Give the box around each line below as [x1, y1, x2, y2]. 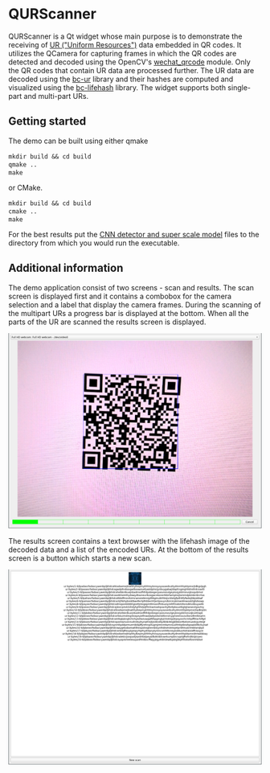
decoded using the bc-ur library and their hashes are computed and [8, 74, 234, 84]
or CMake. [8, 183, 43, 192]
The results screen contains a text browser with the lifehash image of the [8, 536, 251, 545]
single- [227, 82, 252, 93]
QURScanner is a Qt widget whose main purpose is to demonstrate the [8, 31, 243, 41]
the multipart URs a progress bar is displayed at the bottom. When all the [8, 308, 249, 318]
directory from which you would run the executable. [8, 238, 180, 248]
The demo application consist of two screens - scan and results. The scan [8, 282, 255, 292]
